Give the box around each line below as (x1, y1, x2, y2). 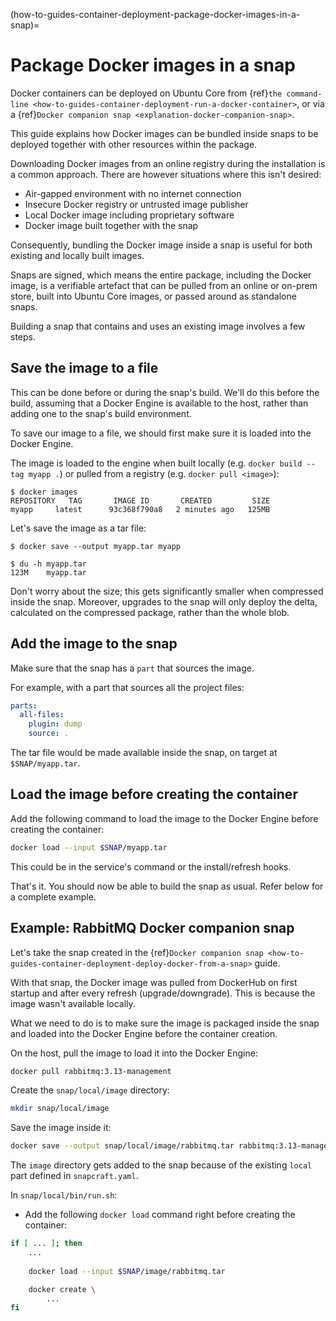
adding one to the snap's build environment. (10, 407, 192, 419)
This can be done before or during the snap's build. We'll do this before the (10, 386, 320, 398)
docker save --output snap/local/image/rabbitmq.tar (10, 1141, 235, 1151)
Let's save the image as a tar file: (10, 522, 147, 534)
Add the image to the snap (10, 635, 178, 653)
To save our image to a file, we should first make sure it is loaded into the (10, 427, 312, 439)
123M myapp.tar (10, 567, 87, 578)
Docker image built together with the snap (24, 219, 199, 231)
